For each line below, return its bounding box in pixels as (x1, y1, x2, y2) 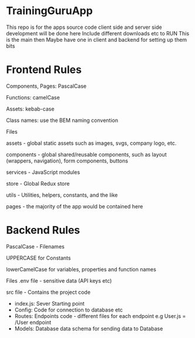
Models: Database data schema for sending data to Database (14, 325, 163, 332)
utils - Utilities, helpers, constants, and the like (6, 191, 118, 198)
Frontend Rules (6, 63, 82, 77)
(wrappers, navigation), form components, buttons (6, 157, 128, 164)
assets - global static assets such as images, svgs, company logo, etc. (6, 140, 177, 147)
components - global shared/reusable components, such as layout (6, 151, 167, 158)
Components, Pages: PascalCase (6, 82, 87, 90)
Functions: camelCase (6, 94, 60, 101)
